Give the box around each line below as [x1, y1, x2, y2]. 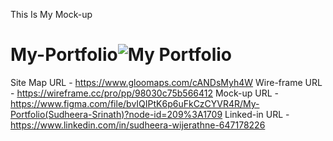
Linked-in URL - [224, 108, 290, 120]
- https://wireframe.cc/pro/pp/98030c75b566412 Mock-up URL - [10, 87, 279, 99]
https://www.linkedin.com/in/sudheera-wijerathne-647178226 [10, 119, 266, 131]
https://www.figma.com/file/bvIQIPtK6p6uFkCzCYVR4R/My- [10, 97, 260, 109]
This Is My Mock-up [10, 9, 93, 20]
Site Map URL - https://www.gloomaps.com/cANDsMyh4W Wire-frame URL [10, 76, 323, 88]
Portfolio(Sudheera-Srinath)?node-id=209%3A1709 [10, 108, 223, 120]
